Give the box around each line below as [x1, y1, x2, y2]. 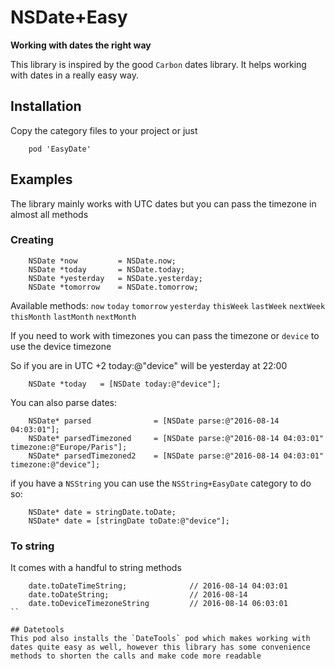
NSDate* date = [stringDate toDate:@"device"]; [28, 516, 230, 526]
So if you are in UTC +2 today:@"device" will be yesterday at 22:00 [10, 359, 288, 371]
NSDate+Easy [10, 6, 128, 29]
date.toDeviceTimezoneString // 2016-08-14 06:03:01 [28, 599, 288, 609]
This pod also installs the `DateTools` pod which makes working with [10, 634, 311, 644]
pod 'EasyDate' [28, 144, 92, 154]
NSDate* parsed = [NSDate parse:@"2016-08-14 [28, 416, 280, 426]
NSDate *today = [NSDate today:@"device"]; [28, 379, 222, 389]
